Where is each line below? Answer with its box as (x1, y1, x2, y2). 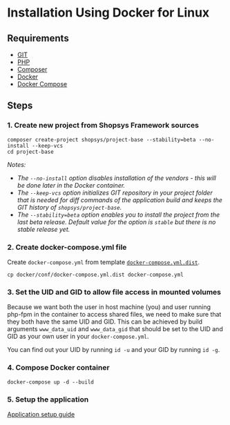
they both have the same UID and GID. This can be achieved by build (7, 317, 202, 326)
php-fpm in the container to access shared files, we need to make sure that (7, 310, 222, 319)
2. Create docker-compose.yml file (7, 242, 127, 252)
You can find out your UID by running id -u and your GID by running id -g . (7, 346, 220, 354)
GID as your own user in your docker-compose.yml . (7, 333, 149, 341)
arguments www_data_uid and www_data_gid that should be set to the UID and (7, 325, 223, 333)
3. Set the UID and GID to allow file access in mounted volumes (7, 287, 221, 297)
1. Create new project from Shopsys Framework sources (7, 121, 199, 130)
